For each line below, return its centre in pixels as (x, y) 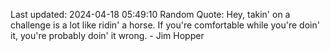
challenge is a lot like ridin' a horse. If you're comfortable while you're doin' (165, 25)
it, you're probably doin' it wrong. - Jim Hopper (107, 35)
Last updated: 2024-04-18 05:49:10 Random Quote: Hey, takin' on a (150, 14)
